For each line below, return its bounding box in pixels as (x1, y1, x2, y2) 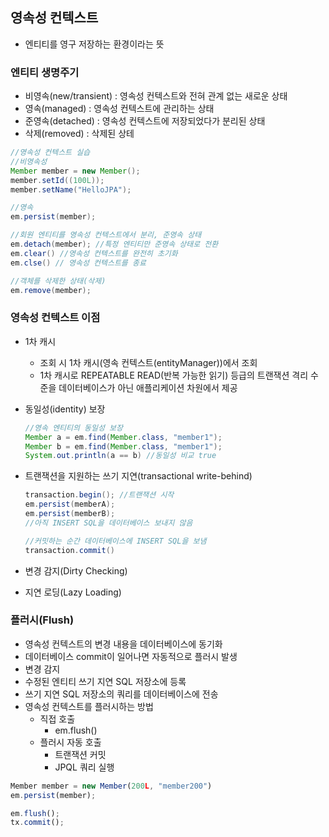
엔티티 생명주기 (10, 65, 80, 79)
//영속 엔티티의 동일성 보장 (24, 423, 123, 433)
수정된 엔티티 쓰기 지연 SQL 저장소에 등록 (24, 675, 187, 687)
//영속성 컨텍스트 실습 (10, 148, 91, 158)
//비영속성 (10, 156, 48, 167)
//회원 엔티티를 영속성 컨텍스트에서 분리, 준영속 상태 (10, 230, 202, 240)
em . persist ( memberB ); (24, 509, 116, 519)
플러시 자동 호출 (39, 736, 102, 748)
